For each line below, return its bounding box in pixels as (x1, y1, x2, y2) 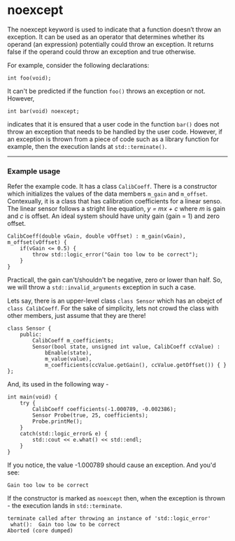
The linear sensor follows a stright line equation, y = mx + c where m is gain (7, 205, 226, 213)
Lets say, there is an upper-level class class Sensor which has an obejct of (7, 296, 222, 305)
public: (20, 331, 42, 338)
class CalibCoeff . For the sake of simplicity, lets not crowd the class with (7, 304, 219, 312)
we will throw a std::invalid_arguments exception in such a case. (7, 283, 196, 291)
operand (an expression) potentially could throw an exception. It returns (7, 40, 214, 48)
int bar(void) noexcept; (7, 108, 80, 115)
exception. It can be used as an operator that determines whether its (7, 32, 205, 41)
